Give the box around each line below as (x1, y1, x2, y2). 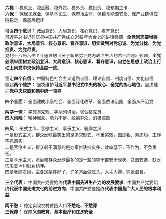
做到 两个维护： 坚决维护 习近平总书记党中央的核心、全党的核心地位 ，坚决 (5, 82, 154, 87)
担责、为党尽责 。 (5, 47, 40, 52)
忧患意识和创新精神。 (5, 163, 48, 168)
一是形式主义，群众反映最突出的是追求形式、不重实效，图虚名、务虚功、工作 (5, 132, 161, 138)
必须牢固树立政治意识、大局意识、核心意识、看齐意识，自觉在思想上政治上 (5, 59, 157, 64)
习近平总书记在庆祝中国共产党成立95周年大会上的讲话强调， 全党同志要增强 (5, 34, 158, 40)
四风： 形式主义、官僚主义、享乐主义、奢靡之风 (5, 126, 102, 131)
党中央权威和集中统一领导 (9, 88, 62, 94)
